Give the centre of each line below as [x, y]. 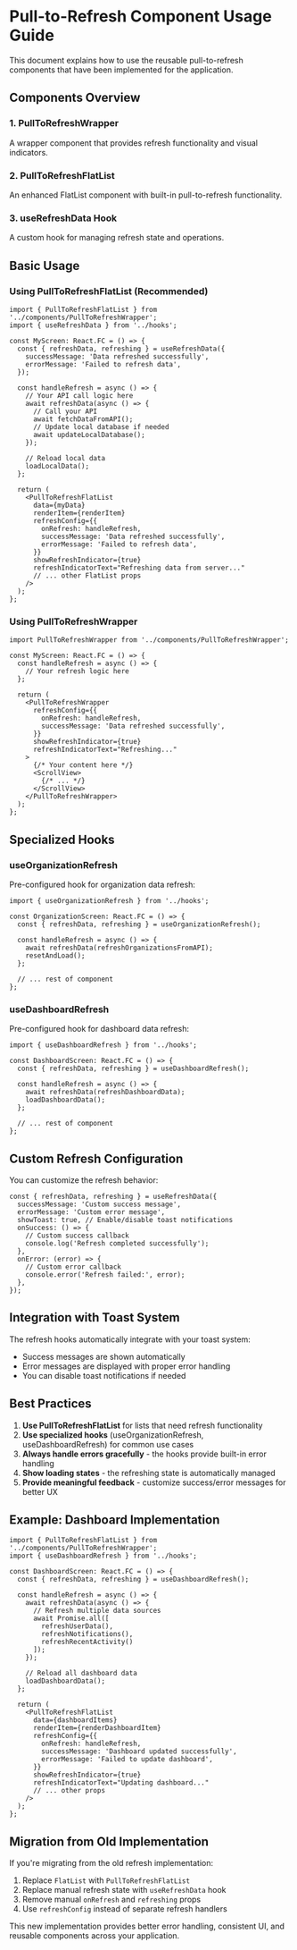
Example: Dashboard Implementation [115, 1520]
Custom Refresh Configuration [96, 1158]
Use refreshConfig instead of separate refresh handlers [124, 1909]
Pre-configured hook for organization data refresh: [103, 884]
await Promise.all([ [71, 1619]
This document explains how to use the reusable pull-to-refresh [126, 60]
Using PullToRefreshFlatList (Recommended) [109, 291]
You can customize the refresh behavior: [84, 1180]
